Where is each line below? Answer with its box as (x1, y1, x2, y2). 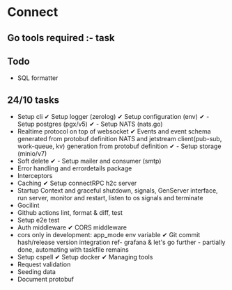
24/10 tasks (7, 94, 60, 106)
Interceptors (17, 172, 53, 180)
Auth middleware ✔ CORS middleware (17, 223, 127, 232)
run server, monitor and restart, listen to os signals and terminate (17, 194, 203, 202)
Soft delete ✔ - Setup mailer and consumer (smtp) (17, 157, 162, 166)
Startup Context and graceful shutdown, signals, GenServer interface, (17, 186, 218, 195)
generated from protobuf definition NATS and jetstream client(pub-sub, (17, 135, 222, 143)
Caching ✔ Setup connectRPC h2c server (17, 179, 137, 188)
